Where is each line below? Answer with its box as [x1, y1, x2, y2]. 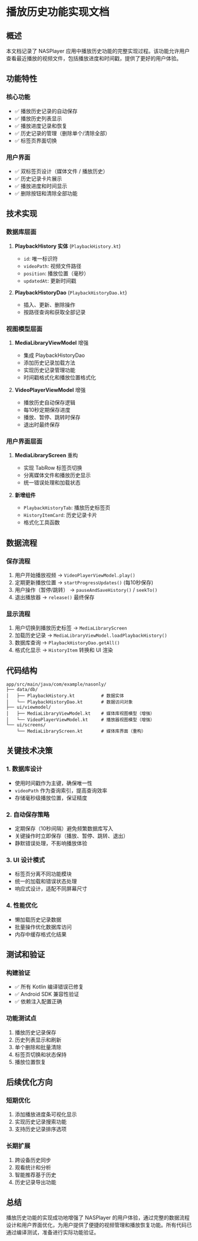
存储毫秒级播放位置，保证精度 [14, 794, 87, 801]
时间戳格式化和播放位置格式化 [23, 374, 96, 381]
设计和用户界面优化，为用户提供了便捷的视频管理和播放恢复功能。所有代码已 [6, 1222, 192, 1229]
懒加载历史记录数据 [14, 916, 62, 923]
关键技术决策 [6, 746, 53, 756]
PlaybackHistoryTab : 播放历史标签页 [23, 504, 111, 511]
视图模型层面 [6, 325, 43, 333]
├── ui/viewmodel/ [6, 705, 51, 710]
